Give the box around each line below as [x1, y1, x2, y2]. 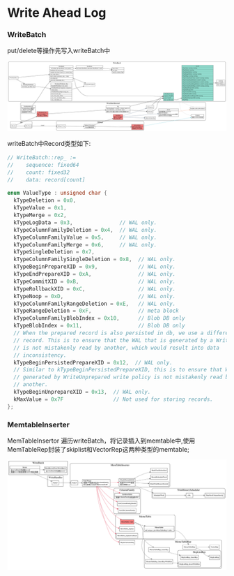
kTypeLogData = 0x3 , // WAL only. [13, 219, 157, 226]
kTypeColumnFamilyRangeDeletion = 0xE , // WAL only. [13, 300, 176, 307]
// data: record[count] [7, 176, 86, 183]
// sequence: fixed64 [7, 161, 79, 168]
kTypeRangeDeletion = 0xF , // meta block [13, 307, 179, 315]
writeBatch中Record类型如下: [7, 139, 91, 147]
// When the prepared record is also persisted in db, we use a [13, 330, 204, 337]
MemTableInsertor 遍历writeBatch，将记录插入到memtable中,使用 [7, 436, 196, 445]
